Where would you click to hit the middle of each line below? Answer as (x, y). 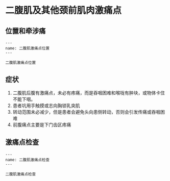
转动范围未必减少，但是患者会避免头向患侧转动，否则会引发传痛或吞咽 (87, 112)
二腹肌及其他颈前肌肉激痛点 (64, 10)
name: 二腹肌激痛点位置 (28, 48)
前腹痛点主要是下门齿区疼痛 (42, 124)
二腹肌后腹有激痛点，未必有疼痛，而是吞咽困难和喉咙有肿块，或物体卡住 (89, 93)
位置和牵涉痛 (26, 31)
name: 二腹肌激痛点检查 (28, 160)
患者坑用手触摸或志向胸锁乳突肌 (46, 106)
